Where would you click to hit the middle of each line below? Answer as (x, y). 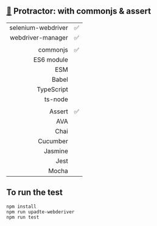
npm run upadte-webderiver (40, 212)
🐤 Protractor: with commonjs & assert (78, 11)
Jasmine (56, 151)
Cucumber (53, 141)
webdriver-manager (39, 37)
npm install (21, 207)
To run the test (34, 192)
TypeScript (52, 89)
